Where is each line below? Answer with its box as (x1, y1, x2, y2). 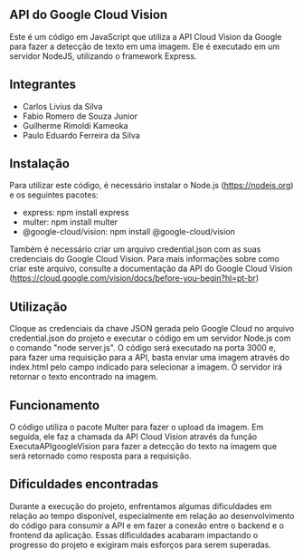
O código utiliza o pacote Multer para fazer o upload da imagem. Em (9, 421, 264, 433)
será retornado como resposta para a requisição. (9, 450, 192, 461)
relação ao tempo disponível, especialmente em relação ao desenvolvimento (9, 510, 295, 521)
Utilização (9, 299, 68, 314)
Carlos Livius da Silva (22, 101, 103, 111)
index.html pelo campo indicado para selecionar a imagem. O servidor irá (9, 361, 283, 372)
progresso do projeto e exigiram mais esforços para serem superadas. (9, 539, 271, 550)
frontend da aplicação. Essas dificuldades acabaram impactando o (9, 529, 259, 540)
